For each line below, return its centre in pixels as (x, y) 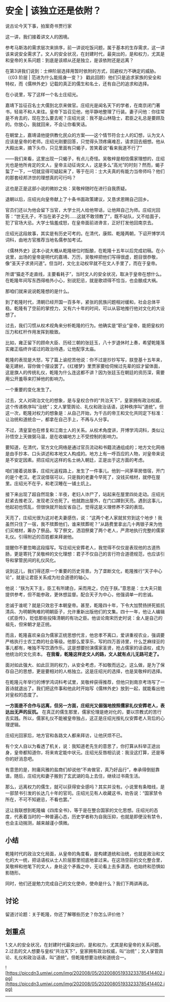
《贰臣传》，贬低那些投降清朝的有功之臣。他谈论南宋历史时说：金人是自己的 (84, 618)
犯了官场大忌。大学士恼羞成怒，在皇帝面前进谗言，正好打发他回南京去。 (80, 222)
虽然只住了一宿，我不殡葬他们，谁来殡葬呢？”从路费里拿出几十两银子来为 (82, 524)
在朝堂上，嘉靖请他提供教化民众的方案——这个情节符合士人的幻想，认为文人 (85, 135)
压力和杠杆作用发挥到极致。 (34, 331)
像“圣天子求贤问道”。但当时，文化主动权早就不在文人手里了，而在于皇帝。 (83, 263)
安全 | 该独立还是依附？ (53, 11)
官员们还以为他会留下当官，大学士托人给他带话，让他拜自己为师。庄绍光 (80, 210)
